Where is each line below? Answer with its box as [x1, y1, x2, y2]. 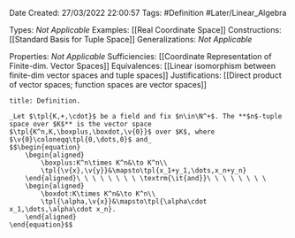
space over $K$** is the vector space [9, 119, 152, 128]
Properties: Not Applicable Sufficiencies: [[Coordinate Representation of [9, 51, 272, 61]
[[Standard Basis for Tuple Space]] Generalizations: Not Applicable [9, 35, 253, 44]
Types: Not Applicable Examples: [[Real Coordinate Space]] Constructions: [9, 25, 282, 35]
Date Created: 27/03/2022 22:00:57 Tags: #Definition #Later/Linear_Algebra [9, 8, 287, 18]
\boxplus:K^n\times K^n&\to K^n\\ [41, 158, 168, 167]
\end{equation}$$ [9, 220, 73, 229]
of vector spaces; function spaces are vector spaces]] [9, 80, 208, 89]
